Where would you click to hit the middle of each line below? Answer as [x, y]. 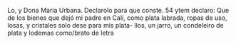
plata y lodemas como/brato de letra [61, 33]
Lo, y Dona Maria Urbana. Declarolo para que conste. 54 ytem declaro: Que [118, 10]
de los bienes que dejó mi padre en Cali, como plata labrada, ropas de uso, [117, 18]
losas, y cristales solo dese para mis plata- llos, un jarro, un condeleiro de [116, 25]
